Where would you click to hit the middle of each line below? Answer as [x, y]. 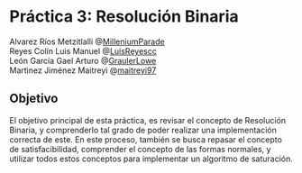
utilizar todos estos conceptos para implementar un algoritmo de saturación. [151, 159]
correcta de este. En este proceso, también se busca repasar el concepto [146, 139]
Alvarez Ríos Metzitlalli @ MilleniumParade [87, 41]
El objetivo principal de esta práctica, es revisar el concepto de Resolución [148, 120]
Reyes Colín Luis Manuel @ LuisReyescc [83, 50]
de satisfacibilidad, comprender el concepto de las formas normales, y [140, 149]
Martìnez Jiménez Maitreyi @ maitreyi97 [83, 70]
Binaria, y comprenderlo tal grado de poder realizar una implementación [143, 130]
